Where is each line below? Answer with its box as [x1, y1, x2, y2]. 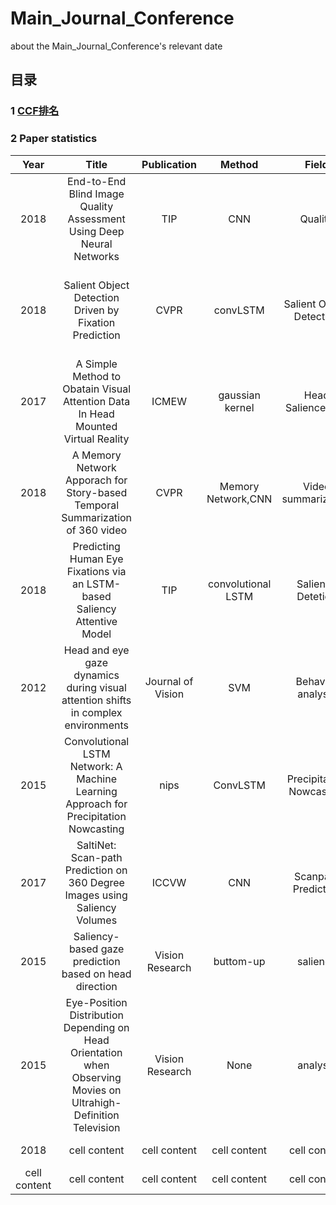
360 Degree [68, 875, 125, 889]
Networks [73, 249, 120, 263]
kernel [224, 400, 255, 414]
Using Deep [68, 224, 125, 238]
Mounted [75, 419, 118, 433]
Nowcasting [68, 822, 125, 836]
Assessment [67, 212, 126, 226]
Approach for [65, 797, 128, 811]
